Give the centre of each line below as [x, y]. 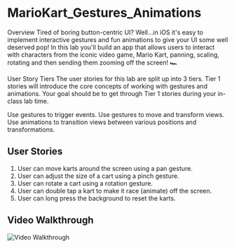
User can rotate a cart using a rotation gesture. [85, 183]
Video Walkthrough [50, 220]
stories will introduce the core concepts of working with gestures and [108, 86]
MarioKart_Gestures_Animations [104, 13]
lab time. [36, 101]
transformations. [31, 129]
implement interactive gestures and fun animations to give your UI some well [118, 39]
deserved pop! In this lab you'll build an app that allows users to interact [111, 47]
